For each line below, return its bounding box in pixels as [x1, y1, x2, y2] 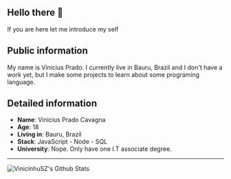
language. [7, 77, 36, 86]
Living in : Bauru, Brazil [16, 130, 82, 139]
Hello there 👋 [7, 7, 64, 19]
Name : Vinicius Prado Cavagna [16, 116, 106, 124]
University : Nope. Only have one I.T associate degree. [16, 145, 172, 153]
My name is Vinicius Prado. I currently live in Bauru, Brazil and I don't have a [7, 63, 223, 71]
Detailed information [7, 97, 98, 110]
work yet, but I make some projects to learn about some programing [7, 70, 200, 79]
